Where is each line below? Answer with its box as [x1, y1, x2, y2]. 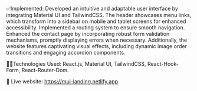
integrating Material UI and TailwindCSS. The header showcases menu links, [6, 12, 192, 18]
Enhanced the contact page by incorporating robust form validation [6, 31, 170, 37]
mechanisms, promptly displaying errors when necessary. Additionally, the [6, 36, 188, 43]
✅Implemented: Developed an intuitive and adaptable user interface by [6, 5, 179, 12]
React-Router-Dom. [21, 67, 69, 73]
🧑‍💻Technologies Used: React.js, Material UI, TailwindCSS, [6, 60, 146, 67]
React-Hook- [147, 60, 179, 67]
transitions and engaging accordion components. [6, 49, 126, 56]
